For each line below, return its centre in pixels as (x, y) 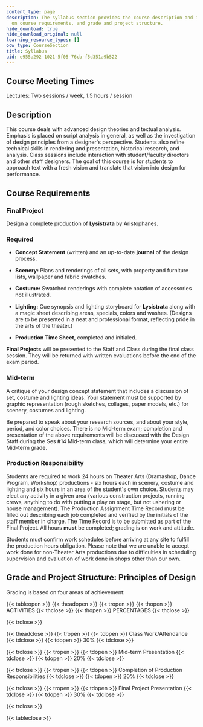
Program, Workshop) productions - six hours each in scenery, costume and (100, 482)
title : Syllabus (27, 51)
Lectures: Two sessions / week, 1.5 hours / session (69, 96)
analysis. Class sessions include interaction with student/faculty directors (98, 155)
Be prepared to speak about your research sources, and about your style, (98, 422)
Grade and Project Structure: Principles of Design (101, 578)
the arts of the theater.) (44, 326)
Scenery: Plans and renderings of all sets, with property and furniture (102, 271)
